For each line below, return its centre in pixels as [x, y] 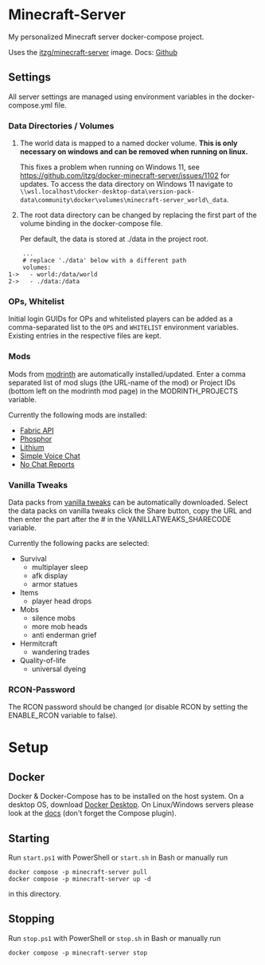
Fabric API [37, 430]
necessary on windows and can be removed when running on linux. [134, 152]
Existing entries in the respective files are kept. [85, 336]
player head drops [62, 601]
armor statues [55, 583]
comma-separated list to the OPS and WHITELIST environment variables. [123, 327]
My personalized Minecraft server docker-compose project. [106, 37]
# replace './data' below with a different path [105, 261]
